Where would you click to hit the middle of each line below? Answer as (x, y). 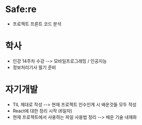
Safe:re (21, 9)
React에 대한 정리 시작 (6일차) (42, 111)
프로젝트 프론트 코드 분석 (37, 24)
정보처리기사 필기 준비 (34, 67)
